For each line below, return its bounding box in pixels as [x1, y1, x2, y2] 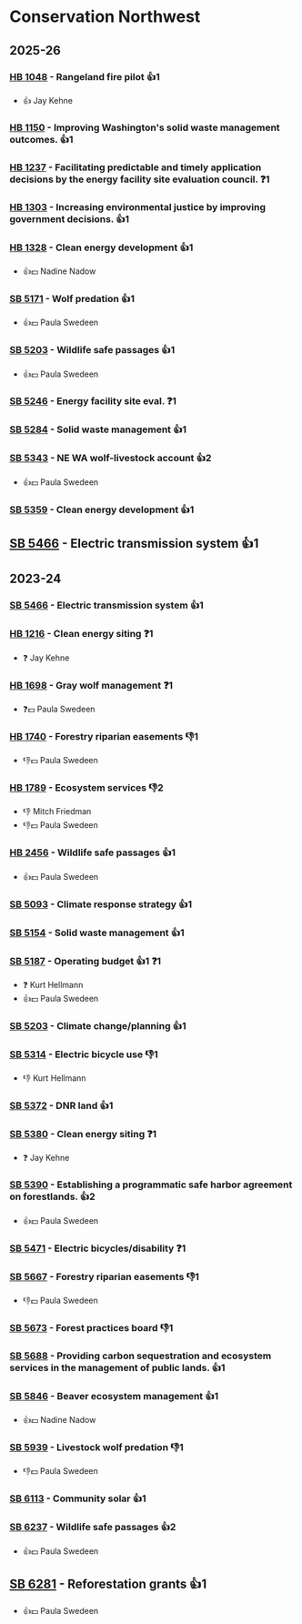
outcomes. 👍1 [9, 133, 74, 146]
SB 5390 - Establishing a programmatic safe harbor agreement [9, 1178, 293, 1191]
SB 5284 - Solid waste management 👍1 [9, 423, 187, 436]
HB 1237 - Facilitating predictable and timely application [9, 161, 262, 174]
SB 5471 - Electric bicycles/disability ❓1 [9, 1242, 186, 1255]
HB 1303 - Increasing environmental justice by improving [9, 200, 267, 213]
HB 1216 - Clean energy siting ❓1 [9, 628, 154, 641]
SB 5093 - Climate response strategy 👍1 [9, 898, 193, 911]
